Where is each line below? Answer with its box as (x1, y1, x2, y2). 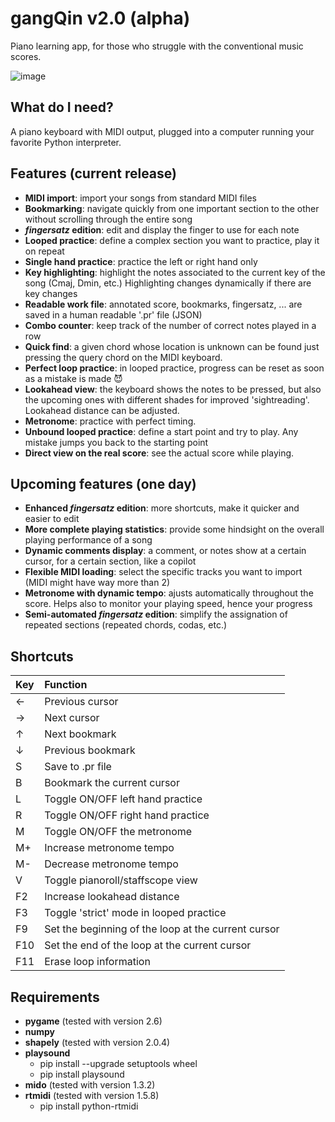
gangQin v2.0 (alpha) (10, 7, 191, 30)
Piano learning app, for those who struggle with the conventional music (10, 40, 304, 52)
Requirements (10, 988, 100, 1006)
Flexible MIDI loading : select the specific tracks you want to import (24, 566, 303, 578)
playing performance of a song (24, 534, 153, 546)
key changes (24, 287, 78, 299)
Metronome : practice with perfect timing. (24, 415, 197, 427)
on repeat (24, 245, 65, 257)
